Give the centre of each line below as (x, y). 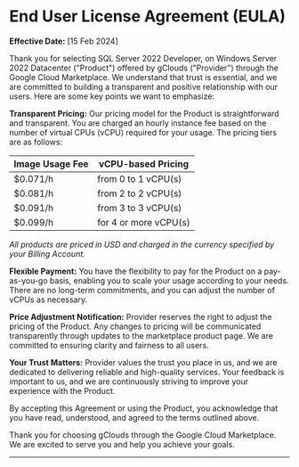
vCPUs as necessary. (48, 299)
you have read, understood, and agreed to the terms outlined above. (134, 417)
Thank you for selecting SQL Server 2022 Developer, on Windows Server (143, 58)
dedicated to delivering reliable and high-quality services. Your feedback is (147, 372)
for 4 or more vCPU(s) (144, 222)
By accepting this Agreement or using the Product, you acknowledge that (144, 408)
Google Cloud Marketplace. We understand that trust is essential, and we (143, 77)
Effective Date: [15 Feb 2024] (64, 41)
